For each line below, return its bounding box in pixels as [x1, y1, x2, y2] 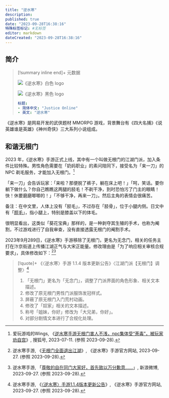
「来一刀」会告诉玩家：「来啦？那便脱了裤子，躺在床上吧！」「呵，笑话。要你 [5, 180, 164, 186]
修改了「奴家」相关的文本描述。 [25, 303, 92, 309]
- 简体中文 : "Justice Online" [17, 105, 78, 110]
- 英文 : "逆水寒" [17, 110, 50, 115]
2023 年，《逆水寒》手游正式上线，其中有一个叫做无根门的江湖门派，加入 [5, 157, 156, 163]
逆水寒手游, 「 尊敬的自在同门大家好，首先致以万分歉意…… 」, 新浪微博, [12, 364, 159, 370]
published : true [5, 17, 39, 22]
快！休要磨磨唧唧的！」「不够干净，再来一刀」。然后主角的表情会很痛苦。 [5, 192, 155, 198]
